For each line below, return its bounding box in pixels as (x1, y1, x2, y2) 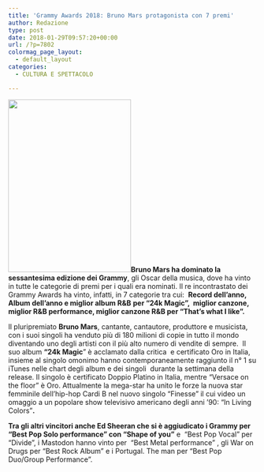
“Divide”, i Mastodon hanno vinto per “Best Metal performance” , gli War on (8, 437, 254, 447)
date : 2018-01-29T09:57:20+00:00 (8, 33, 118, 42)
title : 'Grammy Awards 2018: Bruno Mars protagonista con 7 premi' (8, 11, 235, 20)
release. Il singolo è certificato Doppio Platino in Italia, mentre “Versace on (8, 372, 249, 381)
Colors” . (8, 406, 35, 415)
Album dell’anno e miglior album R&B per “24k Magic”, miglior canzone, (8, 298, 250, 308)
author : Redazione (8, 19, 69, 27)
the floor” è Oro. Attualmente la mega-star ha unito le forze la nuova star (8, 380, 244, 390)
